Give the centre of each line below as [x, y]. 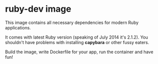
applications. [18, 27]
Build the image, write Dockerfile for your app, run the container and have [79, 52]
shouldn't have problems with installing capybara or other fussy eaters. [77, 42]
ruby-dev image [38, 9]
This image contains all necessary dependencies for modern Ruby [72, 22]
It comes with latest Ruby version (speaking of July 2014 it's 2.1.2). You [77, 37]
